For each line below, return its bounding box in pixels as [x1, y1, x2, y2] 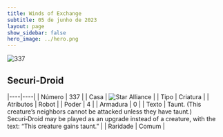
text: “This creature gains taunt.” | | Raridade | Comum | [7, 122, 166, 130]
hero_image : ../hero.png [7, 36, 79, 43]
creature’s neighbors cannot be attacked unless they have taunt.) [7, 107, 192, 116]
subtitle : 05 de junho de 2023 [7, 17, 97, 23]
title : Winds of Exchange [7, 10, 81, 17]
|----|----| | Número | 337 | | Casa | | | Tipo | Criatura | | [7, 92, 209, 101]
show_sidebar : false [7, 29, 67, 36]
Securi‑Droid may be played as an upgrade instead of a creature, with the [7, 114, 216, 123]
